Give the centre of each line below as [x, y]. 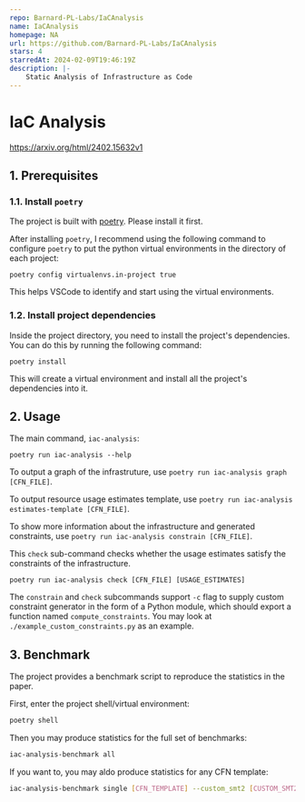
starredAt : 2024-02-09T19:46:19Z [73, 60]
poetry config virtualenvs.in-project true [93, 275]
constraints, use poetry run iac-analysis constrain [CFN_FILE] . [131, 536]
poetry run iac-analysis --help [70, 456]
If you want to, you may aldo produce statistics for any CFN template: [139, 772]
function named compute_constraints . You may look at [111, 617]
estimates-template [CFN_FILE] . [69, 509]
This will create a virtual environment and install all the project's [128, 378]
